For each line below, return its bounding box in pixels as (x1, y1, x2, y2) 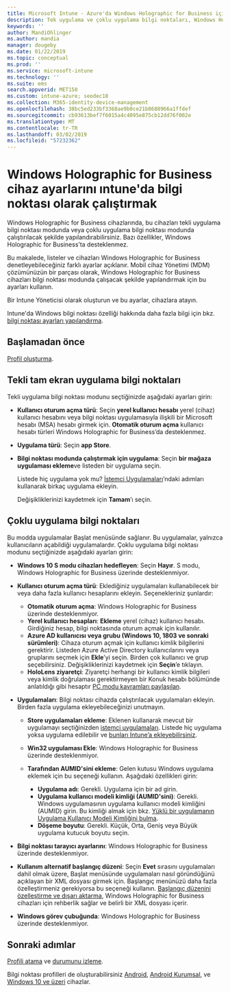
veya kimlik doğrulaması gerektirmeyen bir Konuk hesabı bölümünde (27, 675, 220, 683)
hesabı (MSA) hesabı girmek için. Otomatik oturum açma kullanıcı (16, 420, 204, 429)
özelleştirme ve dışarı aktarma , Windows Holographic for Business (16, 891, 205, 900)
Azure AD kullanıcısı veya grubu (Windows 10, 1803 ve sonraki (27, 631, 209, 639)
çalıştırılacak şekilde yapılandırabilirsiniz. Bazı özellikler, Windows (7, 233, 192, 242)
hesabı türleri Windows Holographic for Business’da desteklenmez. (16, 427, 207, 435)
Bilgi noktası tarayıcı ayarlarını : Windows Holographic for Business (16, 841, 208, 850)
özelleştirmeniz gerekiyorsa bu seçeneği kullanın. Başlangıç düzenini (16, 884, 211, 892)
